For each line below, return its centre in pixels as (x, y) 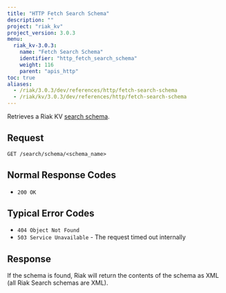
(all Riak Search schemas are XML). (58, 283)
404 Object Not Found (48, 231)
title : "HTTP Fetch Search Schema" (58, 13)
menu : (15, 39)
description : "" (30, 20)
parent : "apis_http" (49, 71)
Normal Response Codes (62, 175)
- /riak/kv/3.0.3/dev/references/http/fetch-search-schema (100, 97)
